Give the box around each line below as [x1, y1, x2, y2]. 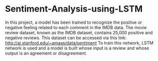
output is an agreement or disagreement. [5, 50, 87, 56]
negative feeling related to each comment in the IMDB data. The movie [5, 24, 147, 30]
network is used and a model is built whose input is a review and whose [5, 45, 150, 51]
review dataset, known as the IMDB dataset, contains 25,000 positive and [5, 30, 153, 35]
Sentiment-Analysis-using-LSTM [5, 3, 143, 15]
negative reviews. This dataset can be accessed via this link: [5, 35, 127, 41]
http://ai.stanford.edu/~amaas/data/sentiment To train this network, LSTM [5, 40, 154, 46]
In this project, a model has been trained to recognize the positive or [5, 19, 142, 25]
